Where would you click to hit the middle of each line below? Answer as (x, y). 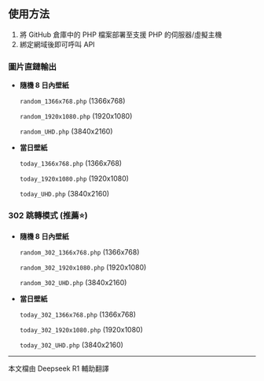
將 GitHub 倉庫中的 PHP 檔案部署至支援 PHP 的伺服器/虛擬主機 (121, 35)
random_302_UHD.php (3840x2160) (73, 283)
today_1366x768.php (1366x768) (71, 163)
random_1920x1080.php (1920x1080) (76, 116)
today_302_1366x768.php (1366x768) (77, 315)
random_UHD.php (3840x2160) (66, 131)
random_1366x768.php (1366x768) (72, 101)
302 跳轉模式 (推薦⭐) (48, 216)
